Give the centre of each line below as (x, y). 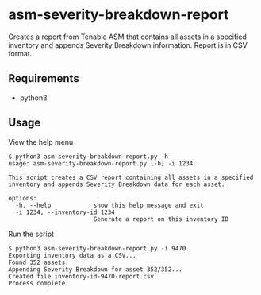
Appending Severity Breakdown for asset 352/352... (95, 269)
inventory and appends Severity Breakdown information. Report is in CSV (128, 45)
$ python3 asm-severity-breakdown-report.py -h (88, 157)
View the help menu (41, 142)
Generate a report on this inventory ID (161, 219)
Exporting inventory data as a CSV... (72, 255)
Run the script (31, 234)
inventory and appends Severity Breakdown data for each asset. (117, 184)
